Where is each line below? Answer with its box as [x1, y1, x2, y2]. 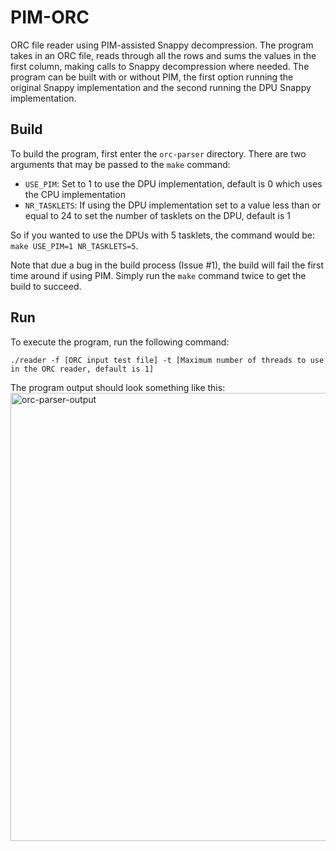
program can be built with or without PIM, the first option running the [10, 71, 294, 83]
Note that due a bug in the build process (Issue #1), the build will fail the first [10, 259, 325, 271]
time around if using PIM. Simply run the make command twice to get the [10, 269, 307, 281]
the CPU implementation [24, 188, 126, 200]
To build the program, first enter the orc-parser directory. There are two [10, 147, 307, 160]
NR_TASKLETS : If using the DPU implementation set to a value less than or [24, 199, 322, 211]
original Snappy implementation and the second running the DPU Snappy [10, 81, 312, 93]
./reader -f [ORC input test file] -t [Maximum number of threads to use [10, 355, 325, 365]
